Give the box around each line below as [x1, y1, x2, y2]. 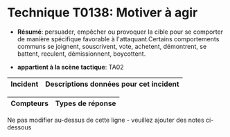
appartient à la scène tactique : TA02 [17, 63, 124, 71]
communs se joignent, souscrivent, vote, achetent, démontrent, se [17, 42, 207, 50]
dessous [7, 123, 32, 131]
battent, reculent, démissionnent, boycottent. [17, 50, 146, 58]
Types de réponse [55, 98, 116, 108]
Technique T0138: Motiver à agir [7, 5, 198, 21]
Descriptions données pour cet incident [44, 79, 179, 89]
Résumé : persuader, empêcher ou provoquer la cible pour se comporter [17, 28, 224, 36]
